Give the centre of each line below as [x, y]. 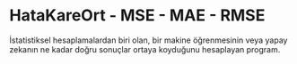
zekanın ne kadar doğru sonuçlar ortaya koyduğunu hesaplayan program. [145, 49]
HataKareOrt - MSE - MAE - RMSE [137, 16]
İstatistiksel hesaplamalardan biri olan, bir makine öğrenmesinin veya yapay [148, 40]
